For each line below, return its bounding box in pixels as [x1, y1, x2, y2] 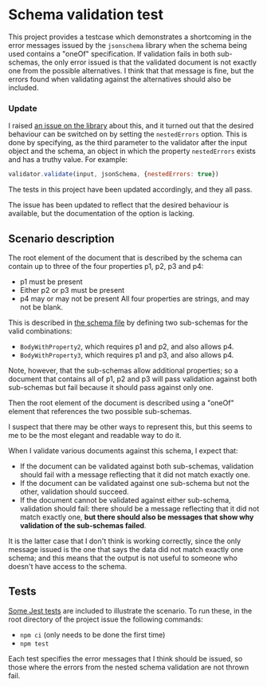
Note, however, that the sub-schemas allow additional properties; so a [8, 365, 239, 375]
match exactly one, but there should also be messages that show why [19, 512, 254, 522]
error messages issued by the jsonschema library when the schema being [8, 40, 247, 49]
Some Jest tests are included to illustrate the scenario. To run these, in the [8, 606, 253, 615]
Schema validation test [8, 6, 163, 24]
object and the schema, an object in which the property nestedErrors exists [8, 146, 257, 156]
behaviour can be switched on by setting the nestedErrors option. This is [8, 129, 248, 139]
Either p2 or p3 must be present [19, 285, 125, 294]
